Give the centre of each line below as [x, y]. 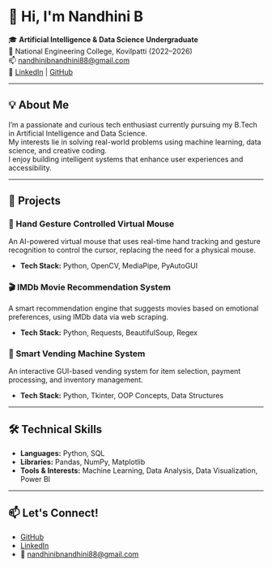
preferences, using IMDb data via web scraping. [88, 316]
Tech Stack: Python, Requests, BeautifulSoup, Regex [109, 333]
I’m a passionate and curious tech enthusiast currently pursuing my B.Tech [133, 124]
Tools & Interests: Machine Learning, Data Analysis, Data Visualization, [139, 470]
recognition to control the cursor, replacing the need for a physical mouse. [132, 250]
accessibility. [30, 168]
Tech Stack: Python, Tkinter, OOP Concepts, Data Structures [122, 396]
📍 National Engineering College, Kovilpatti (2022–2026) [100, 51]
